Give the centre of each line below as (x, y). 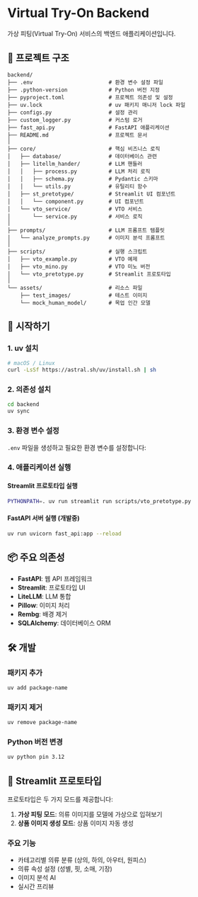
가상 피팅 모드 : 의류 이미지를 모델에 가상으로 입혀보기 (90, 814)
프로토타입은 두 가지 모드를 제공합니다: (60, 799)
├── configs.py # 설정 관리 (72, 112)
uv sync (19, 411)
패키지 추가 (25, 672)
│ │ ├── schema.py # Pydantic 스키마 (83, 179)
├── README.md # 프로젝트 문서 (77, 135)
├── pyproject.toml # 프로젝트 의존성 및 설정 (90, 97)
